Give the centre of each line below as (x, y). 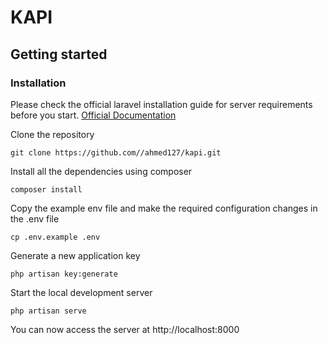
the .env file (35, 218)
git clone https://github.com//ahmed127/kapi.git (116, 152)
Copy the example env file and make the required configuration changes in (164, 208)
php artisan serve (48, 311)
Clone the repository (52, 134)
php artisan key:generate (64, 274)
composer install (46, 189)
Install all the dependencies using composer (101, 171)
